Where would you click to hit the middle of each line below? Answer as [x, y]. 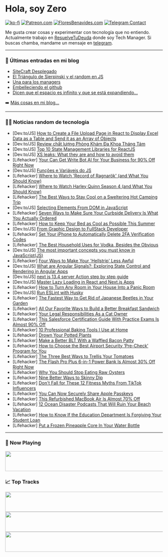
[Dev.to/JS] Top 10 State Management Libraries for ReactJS [74, 149]
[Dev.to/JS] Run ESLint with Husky [48, 292]
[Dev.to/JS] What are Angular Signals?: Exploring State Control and [81, 266]
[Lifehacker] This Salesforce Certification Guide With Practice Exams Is [85, 319]
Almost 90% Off [29, 324]
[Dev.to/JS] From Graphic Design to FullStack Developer [70, 228]
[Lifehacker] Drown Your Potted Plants [52, 335]
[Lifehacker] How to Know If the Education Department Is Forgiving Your [87, 414]
